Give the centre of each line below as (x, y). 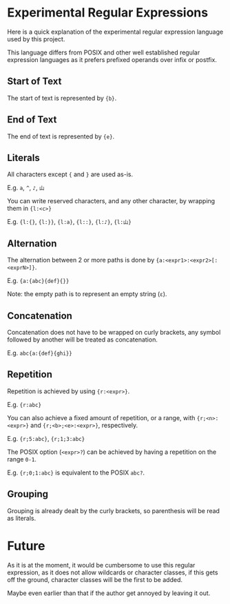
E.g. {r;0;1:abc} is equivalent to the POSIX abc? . (76, 472)
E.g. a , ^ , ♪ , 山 (26, 188)
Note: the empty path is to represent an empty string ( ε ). (87, 294)
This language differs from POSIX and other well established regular (104, 52)
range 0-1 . (22, 459)
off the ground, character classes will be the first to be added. (95, 579)
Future (27, 546)
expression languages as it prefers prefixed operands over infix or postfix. (112, 59)
